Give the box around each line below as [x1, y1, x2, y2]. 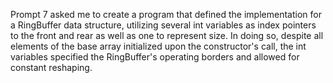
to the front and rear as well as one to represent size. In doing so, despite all [10, 30, 324, 41]
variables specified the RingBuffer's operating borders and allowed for [10, 51, 300, 63]
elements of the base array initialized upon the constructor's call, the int [10, 40, 307, 52]
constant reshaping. [10, 62, 93, 73]
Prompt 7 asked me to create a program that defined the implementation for [10, 9, 322, 20]
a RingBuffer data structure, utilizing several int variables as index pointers [10, 19, 317, 31]
